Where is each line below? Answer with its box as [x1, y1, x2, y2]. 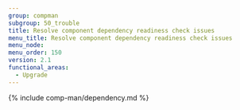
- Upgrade [15, 71, 48, 79]
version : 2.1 [8, 57, 52, 65]
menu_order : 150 [8, 49, 62, 57]
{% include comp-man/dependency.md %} [8, 92, 149, 102]
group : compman [8, 11, 59, 20]
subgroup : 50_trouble [8, 19, 80, 27]
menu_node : [8, 41, 45, 49]
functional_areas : [8, 64, 69, 72]
